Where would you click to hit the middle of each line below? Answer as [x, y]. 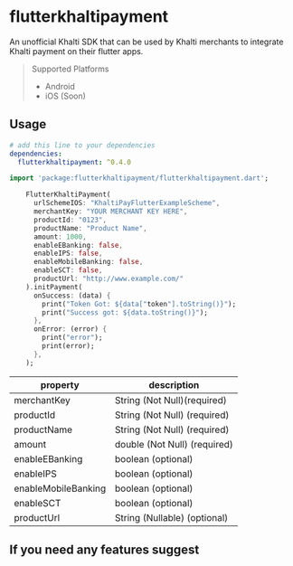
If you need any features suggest [104, 550]
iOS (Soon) [65, 96]
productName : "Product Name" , [90, 228]
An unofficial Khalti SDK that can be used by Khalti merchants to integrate [146, 42]
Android [60, 86]
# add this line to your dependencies [82, 145]
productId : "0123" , [70, 220]
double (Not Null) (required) [174, 444]
